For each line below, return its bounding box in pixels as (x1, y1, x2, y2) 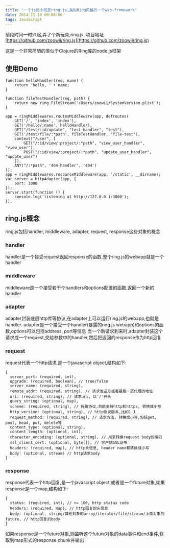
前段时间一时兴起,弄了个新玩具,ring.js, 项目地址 (5, 32, 104, 38)
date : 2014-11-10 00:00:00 (5, 12, 63, 17)
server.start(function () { (5, 190, 65, 195)
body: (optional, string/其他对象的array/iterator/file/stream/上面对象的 (10, 511, 165, 516)
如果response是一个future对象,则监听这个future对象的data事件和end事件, (5, 531, 160, 537)
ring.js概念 (5, 214, 40, 223)
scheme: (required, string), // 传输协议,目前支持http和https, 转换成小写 (10, 404, 162, 409)
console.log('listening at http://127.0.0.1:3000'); (14, 195, 129, 200)
